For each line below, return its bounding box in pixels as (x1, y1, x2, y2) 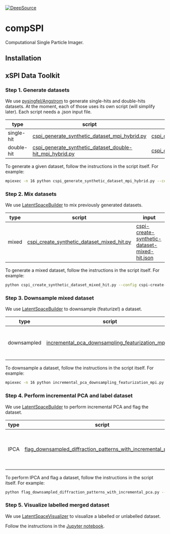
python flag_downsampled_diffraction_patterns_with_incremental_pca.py (5, 489, 159, 494)
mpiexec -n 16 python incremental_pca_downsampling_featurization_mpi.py (5, 380, 164, 385)
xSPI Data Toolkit (5, 71, 60, 80)
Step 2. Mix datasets (5, 190, 57, 197)
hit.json (136, 254, 154, 261)
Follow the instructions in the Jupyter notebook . (5, 523, 105, 529)
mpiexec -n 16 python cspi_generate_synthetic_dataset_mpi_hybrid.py (5, 179, 155, 184)
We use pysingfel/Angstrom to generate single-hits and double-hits (5, 98, 146, 104)
